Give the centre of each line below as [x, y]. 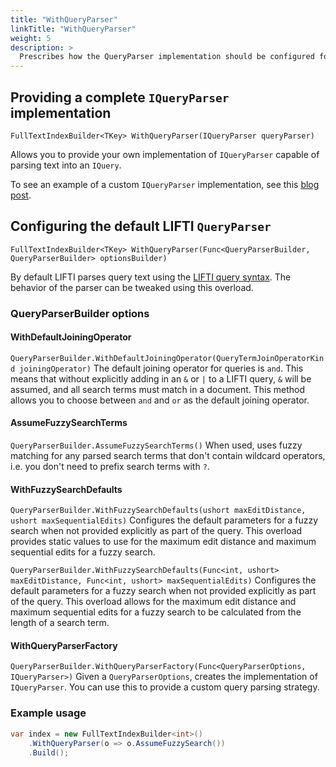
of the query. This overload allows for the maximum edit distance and [153, 602]
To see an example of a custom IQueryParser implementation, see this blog [165, 184]
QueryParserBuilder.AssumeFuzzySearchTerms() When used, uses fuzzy [156, 445]
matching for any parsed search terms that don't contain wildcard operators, [168, 456]
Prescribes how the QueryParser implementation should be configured [167, 57]
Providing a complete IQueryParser [120, 97]
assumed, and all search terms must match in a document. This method [158, 389]
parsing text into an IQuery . [66, 165]
